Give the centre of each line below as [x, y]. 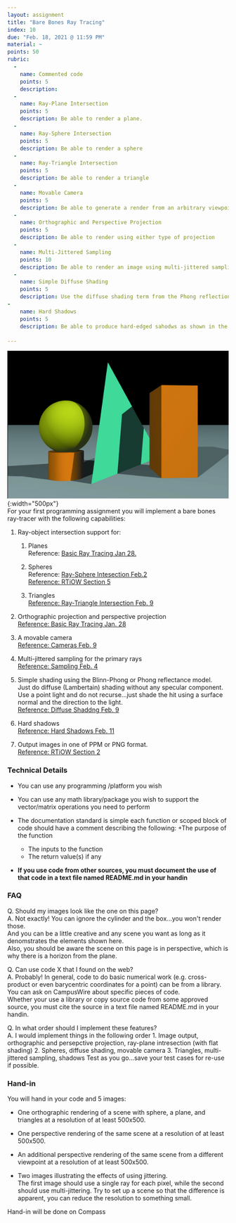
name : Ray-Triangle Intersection [69, 163]
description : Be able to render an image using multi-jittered [114, 267]
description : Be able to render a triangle [85, 178]
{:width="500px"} [33, 504]
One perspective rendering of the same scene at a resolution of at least [121, 1134]
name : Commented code [51, 74]
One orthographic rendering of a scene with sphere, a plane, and [111, 1113]
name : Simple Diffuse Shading [64, 282]
